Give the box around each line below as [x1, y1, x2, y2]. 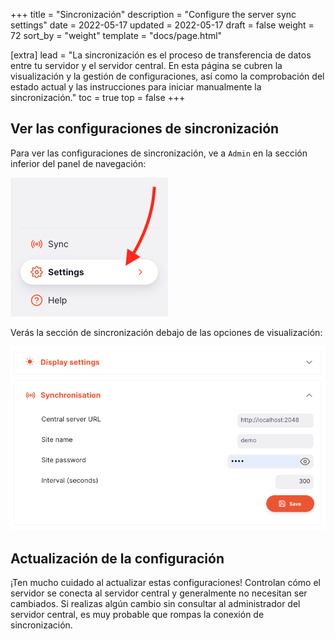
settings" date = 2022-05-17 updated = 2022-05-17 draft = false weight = [10, 19, 315, 31]
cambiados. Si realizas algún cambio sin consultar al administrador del [10, 598, 301, 609]
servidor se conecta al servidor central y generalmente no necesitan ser [10, 587, 308, 599]
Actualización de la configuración [10, 550, 225, 567]
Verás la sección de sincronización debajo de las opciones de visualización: [10, 326, 323, 338]
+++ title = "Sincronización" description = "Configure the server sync [10, 9, 297, 20]
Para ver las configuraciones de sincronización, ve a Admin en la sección [10, 147, 308, 159]
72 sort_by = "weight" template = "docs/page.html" [10, 30, 223, 41]
